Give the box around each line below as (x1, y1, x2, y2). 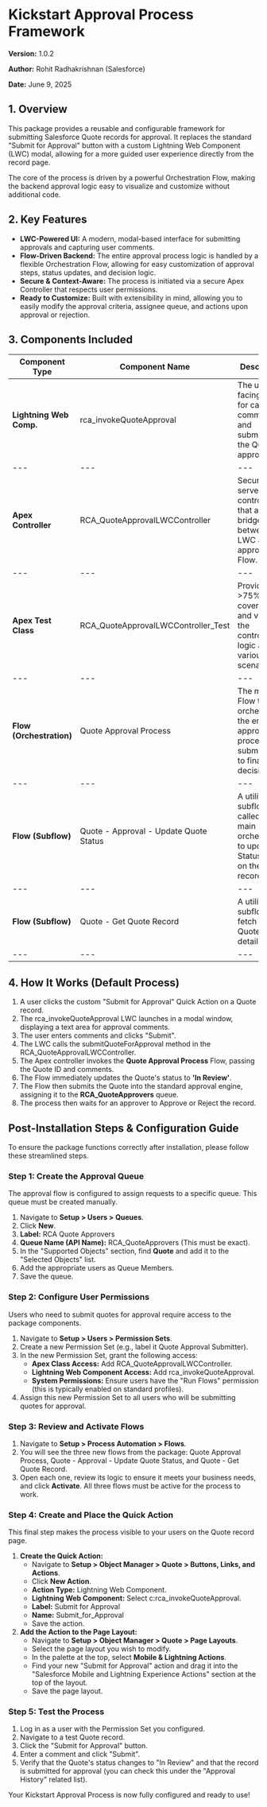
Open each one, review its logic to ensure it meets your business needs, (19, 1472, 257, 1482)
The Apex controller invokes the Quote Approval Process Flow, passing (19, 1056, 256, 1066)
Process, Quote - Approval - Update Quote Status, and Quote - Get (19, 1456, 240, 1465)
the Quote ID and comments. (19, 1065, 114, 1074)
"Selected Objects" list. (19, 1255, 97, 1264)
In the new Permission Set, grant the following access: (19, 1350, 198, 1360)
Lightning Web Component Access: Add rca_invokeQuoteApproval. (31, 1367, 256, 1376)
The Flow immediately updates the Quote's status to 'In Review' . (19, 1073, 232, 1082)
